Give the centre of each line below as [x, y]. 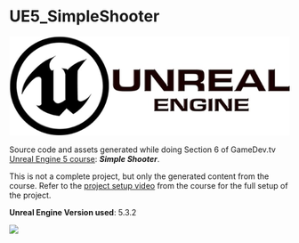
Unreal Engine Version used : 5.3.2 [73, 213]
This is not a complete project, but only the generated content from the [139, 176]
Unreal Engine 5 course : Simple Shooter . [85, 159]
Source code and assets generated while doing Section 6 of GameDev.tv [142, 150]
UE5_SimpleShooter [85, 16]
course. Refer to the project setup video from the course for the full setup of [149, 186]
